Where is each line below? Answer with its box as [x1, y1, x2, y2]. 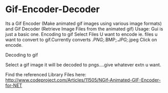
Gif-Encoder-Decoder [5, 4, 100, 15]
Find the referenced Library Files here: [5, 71, 87, 77]
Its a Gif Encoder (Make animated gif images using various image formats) [5, 20, 162, 26]
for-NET [5, 82, 23, 88]
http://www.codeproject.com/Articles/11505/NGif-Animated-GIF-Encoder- [5, 77, 161, 83]
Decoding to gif [5, 52, 38, 58]
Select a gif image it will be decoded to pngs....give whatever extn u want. [5, 61, 161, 68]
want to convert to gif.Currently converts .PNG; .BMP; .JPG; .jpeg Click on [5, 37, 157, 43]
